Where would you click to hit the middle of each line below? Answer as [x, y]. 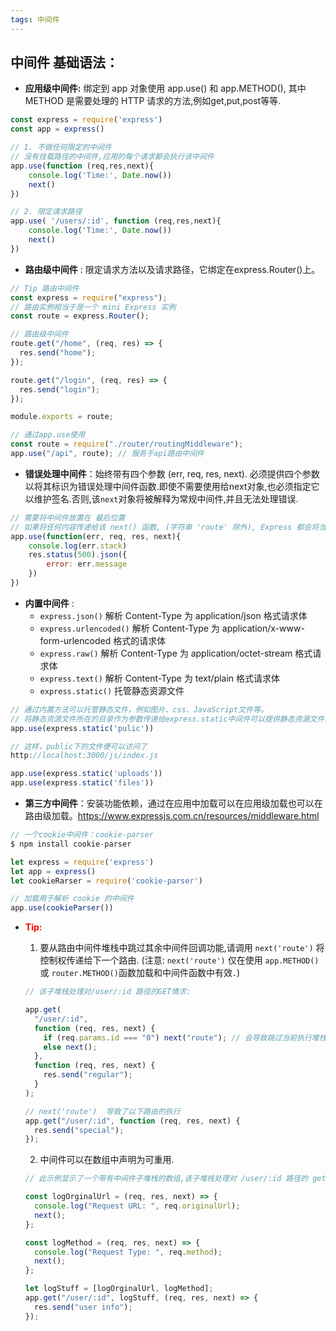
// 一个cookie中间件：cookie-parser [82, 835]
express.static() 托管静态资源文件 [112, 690]
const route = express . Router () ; [80, 316]
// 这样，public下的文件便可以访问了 [79, 746]
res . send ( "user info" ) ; [83, 1307]
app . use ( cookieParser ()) [62, 908]
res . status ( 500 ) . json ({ [78, 555]
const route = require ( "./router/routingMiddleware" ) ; [127, 444]
